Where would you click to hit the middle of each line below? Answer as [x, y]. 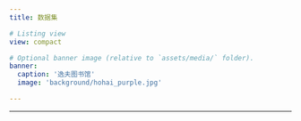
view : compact [36, 42]
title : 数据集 [34, 17]
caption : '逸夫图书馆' [56, 75]
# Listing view [38, 33]
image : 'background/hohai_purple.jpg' [90, 83]
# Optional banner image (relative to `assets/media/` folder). [132, 58]
